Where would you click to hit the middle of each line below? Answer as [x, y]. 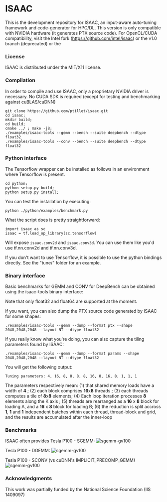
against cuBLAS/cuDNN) [30, 102]
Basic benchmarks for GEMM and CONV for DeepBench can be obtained [80, 286]
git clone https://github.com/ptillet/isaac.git [57, 111]
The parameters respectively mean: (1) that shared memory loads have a [80, 385]
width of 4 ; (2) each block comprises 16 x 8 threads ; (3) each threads [77, 391]
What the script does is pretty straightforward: [53, 220]
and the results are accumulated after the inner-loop [59, 417]
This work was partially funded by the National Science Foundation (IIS [78, 489]
